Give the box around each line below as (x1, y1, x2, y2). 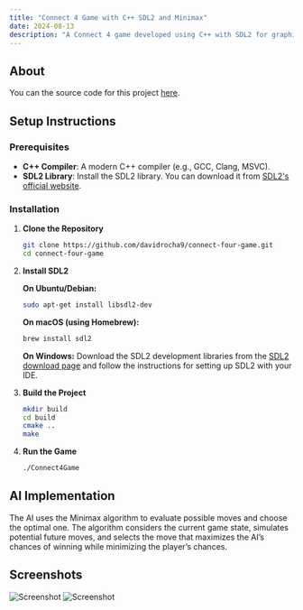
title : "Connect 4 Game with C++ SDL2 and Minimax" (9, 13, 207, 23)
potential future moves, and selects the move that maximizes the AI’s (9, 531, 264, 542)
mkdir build (22, 404, 68, 413)
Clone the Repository (22, 223, 104, 235)
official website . (22, 180, 82, 190)
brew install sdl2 (22, 334, 92, 343)
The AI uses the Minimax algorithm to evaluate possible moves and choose (9, 512, 288, 523)
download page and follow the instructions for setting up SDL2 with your (22, 360, 292, 371)
